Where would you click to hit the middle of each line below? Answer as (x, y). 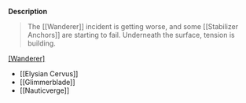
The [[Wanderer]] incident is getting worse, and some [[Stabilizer (132, 26)
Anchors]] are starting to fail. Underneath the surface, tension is (131, 35)
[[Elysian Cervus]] (49, 74)
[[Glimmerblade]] (48, 82)
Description (28, 11)
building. (42, 43)
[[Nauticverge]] (44, 90)
